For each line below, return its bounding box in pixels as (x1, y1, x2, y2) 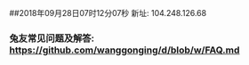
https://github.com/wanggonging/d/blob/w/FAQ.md (9, 44, 240, 56)
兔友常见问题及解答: (9, 32, 95, 45)
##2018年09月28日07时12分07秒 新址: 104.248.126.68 (9, 8, 207, 18)
